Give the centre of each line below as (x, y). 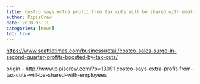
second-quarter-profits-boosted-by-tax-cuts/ (62, 57)
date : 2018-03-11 (28, 23)
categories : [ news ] (30, 28)
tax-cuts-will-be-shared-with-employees (57, 75)
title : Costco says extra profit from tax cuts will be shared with (93, 12)
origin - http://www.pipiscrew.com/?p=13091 (61, 69)
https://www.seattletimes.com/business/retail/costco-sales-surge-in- (91, 51)
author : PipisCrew (29, 17)
